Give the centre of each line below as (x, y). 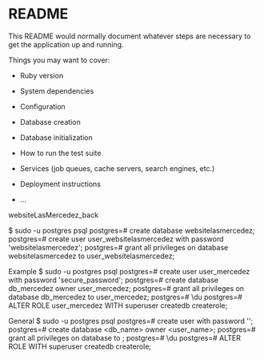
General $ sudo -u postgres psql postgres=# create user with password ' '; (131, 321)
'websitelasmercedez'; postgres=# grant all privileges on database (118, 247)
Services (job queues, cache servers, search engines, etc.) (117, 168)
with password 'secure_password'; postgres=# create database (113, 280)
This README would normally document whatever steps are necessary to (130, 36)
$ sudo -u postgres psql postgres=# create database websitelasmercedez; (132, 230)
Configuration (42, 106)
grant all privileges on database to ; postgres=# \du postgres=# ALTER (125, 337)
